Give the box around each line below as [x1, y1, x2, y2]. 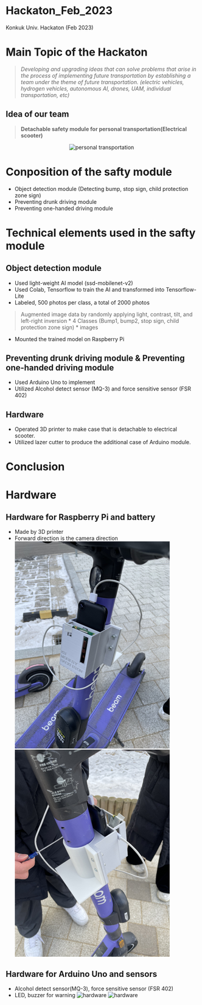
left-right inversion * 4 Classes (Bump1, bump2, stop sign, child [20, 317, 179, 324]
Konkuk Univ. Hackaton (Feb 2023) [5, 24, 94, 31]
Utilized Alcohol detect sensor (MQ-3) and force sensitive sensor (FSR [14, 385, 192, 392]
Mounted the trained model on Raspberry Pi [14, 335, 125, 342]
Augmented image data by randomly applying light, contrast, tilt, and [20, 311, 193, 318]
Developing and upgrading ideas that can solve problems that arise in [20, 65, 197, 73]
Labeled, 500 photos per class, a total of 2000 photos [14, 298, 150, 306]
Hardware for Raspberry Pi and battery [5, 512, 156, 522]
